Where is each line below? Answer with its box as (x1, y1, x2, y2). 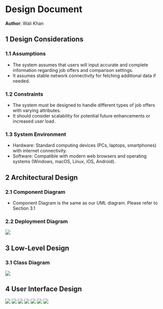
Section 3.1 (12, 205, 35, 211)
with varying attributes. (12, 107, 61, 113)
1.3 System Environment (5, 131, 67, 138)
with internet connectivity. (12, 148, 67, 154)
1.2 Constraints (5, 90, 44, 97)
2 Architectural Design (5, 173, 78, 182)
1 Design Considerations (5, 35, 84, 44)
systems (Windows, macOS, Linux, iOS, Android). (12, 159, 116, 165)
